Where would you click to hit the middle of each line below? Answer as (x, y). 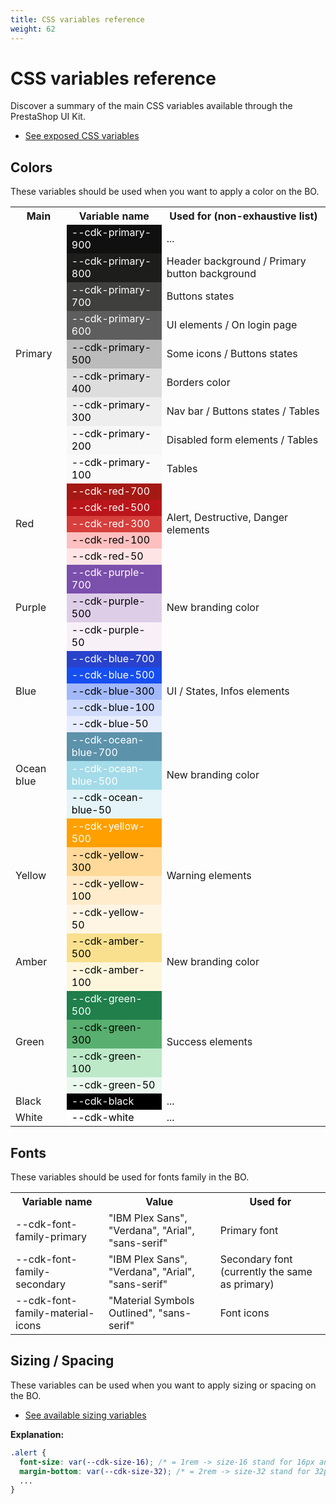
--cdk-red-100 (111, 540)
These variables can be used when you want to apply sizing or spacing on (163, 1385)
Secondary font (256, 1259)
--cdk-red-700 (111, 491)
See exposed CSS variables (82, 136)
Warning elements (209, 876)
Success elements (209, 1042)
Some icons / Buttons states (232, 354)
